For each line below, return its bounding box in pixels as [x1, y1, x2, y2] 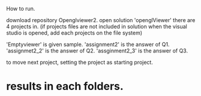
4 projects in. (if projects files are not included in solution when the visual [6, 23, 187, 30]
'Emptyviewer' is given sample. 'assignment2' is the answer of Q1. [6, 41, 170, 48]
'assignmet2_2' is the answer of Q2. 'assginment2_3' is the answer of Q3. [6, 47, 188, 54]
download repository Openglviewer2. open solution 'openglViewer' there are [6, 17, 196, 23]
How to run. [6, 5, 35, 12]
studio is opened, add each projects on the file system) [6, 29, 143, 36]
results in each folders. [6, 80, 124, 93]
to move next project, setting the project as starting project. [6, 59, 153, 66]
